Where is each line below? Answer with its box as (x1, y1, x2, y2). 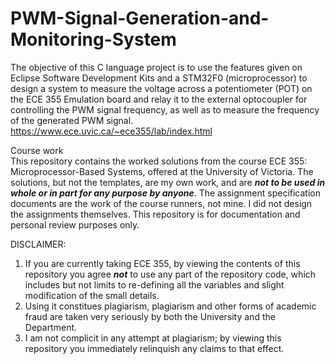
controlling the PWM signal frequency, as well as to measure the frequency (10, 103, 320, 116)
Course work (10, 144, 64, 156)
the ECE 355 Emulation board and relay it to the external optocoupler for (10, 93, 308, 105)
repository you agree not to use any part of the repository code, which (24, 268, 317, 280)
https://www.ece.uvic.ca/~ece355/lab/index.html (10, 125, 213, 137)
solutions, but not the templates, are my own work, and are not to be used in (10, 176, 326, 188)
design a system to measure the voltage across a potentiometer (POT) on (10, 82, 313, 94)
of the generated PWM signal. (10, 114, 134, 126)
